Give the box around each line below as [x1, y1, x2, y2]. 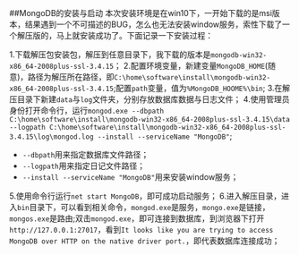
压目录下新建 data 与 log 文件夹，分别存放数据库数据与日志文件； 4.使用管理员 [9, 94, 290, 105]
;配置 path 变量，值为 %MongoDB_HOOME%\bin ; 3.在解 [113, 83, 291, 93]
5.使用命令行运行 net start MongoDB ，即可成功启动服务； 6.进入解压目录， [9, 191, 282, 201]
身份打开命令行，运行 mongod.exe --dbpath [9, 106, 165, 115]
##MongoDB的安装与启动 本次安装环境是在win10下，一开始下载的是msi [9, 8, 273, 18]
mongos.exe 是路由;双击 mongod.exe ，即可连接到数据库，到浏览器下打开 [9, 213, 265, 224]
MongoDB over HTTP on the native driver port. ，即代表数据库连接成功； [9, 235, 280, 246]
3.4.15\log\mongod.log [9, 132, 94, 141]
